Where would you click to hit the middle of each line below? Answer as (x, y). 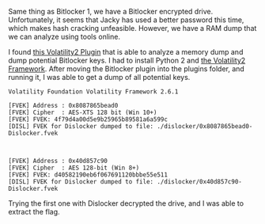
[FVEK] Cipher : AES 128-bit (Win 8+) (74, 168)
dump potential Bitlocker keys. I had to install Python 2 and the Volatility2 (127, 60)
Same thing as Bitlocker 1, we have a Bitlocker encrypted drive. (111, 11)
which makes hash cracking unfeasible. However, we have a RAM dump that (132, 28)
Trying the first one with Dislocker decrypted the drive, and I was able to (126, 203)
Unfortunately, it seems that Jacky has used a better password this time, (126, 20)
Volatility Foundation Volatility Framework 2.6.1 (93, 92)
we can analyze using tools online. (64, 36)
